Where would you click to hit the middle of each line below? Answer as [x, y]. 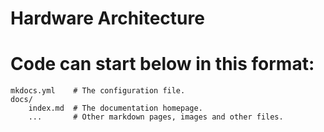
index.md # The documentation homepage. [115, 108]
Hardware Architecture [107, 18]
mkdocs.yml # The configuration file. [98, 91]
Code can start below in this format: [162, 64]
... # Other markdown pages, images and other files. [156, 117]
